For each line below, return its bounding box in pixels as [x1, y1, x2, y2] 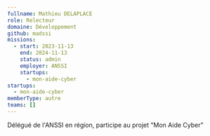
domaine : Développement [7, 23, 77, 30]
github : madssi [7, 29, 52, 37]
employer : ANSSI [20, 62, 68, 69]
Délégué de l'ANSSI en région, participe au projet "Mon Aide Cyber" [7, 121, 204, 129]
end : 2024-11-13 [20, 50, 68, 57]
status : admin [20, 56, 61, 63]
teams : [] [7, 102, 37, 109]
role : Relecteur [7, 17, 55, 24]
